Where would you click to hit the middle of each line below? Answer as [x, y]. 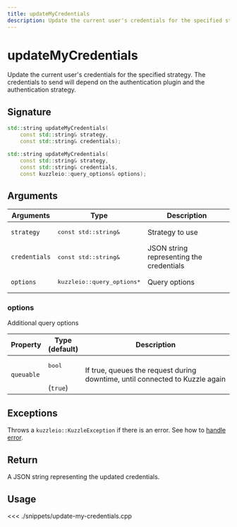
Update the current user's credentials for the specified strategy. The [107, 75]
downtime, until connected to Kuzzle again [155, 379]
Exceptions [32, 413]
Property [26, 345]
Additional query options [43, 323]
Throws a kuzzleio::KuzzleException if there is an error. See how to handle [117, 430]
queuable [25, 374]
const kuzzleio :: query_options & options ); [83, 174]
